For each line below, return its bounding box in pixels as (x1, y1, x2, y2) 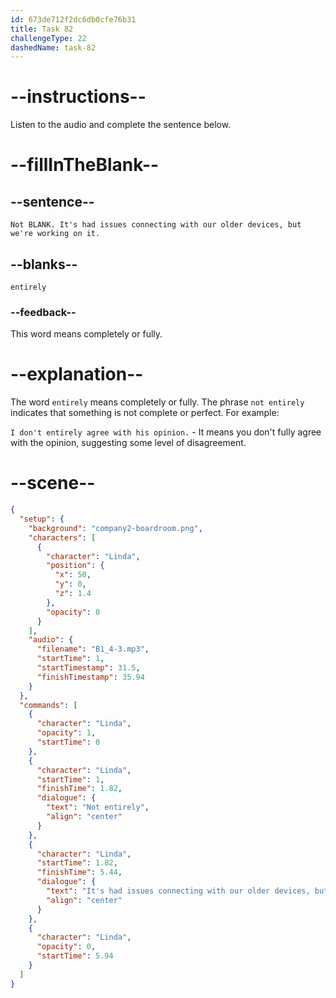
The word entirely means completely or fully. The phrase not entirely (10, 396, 305, 408)
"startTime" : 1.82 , (36, 858, 118, 868)
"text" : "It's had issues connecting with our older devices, (46, 886, 311, 896)
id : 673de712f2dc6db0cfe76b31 (10, 14, 137, 25)
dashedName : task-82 (10, 42, 97, 53)
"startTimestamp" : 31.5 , (36, 663, 141, 673)
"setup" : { (19, 514, 65, 525)
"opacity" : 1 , (36, 728, 97, 738)
